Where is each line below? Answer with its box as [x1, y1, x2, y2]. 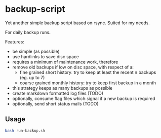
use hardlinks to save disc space [12, 53, 79, 60]
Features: [5, 38, 25, 45]
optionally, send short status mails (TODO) [12, 101, 99, 106]
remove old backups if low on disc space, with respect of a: [12, 64, 134, 70]
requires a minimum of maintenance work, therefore [12, 59, 119, 65]
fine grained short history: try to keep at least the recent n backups [19, 69, 157, 75]
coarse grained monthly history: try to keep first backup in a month [19, 80, 156, 86]
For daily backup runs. [5, 29, 51, 35]
